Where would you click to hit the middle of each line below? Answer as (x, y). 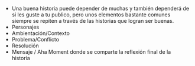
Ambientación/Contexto (40, 33)
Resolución (25, 46)
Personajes (25, 27)
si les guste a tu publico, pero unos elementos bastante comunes (91, 15)
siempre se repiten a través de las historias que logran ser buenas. (93, 21)
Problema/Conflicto (35, 39)
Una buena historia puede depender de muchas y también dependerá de (100, 8)
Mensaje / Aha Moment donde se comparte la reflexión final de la (91, 52)
